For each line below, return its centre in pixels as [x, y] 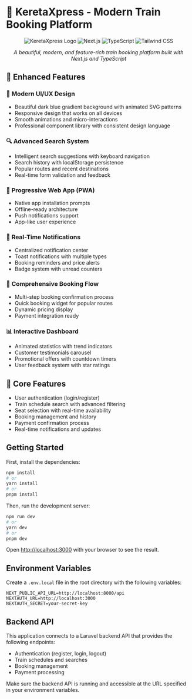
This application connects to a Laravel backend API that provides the [89, 636]
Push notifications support [47, 216]
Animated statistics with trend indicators [63, 347]
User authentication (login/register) [57, 398]
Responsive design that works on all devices [68, 113]
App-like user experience [45, 222]
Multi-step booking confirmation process [64, 296]
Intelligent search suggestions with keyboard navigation [82, 156]
